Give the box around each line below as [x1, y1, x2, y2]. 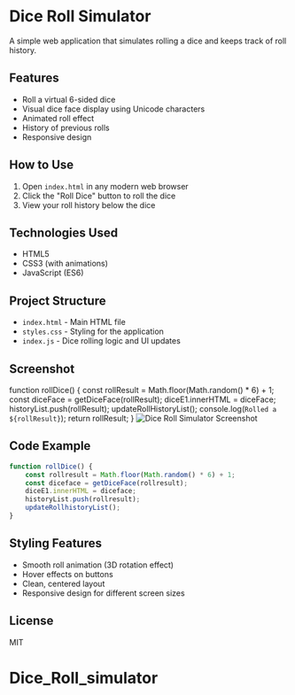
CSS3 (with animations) [21, 259, 109, 269]
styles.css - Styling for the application [21, 326, 164, 337]
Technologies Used [9, 225, 118, 240]
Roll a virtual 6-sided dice [21, 94, 116, 104]
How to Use [9, 158, 74, 173]
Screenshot [9, 361, 75, 376]
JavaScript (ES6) [21, 267, 84, 278]
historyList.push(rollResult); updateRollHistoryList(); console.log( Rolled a [9, 404, 277, 413]
